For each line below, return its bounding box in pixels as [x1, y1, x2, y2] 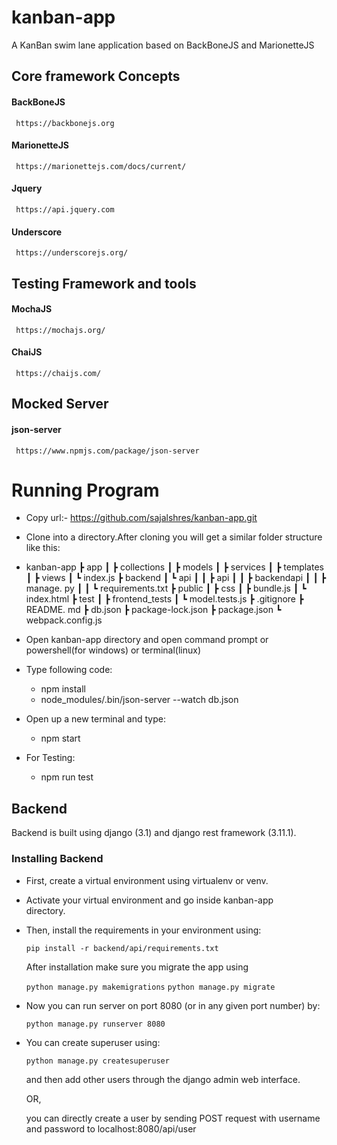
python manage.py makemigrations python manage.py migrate [25, 982, 276, 992]
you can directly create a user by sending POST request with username [25, 1112, 321, 1124]
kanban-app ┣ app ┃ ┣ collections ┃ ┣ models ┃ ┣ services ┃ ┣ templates [25, 561, 324, 573]
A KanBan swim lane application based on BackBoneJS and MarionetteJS [11, 39, 315, 51]
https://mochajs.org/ [15, 325, 106, 335]
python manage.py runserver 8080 [25, 1019, 166, 1029]
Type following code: [25, 664, 113, 676]
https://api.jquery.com [15, 204, 115, 215]
